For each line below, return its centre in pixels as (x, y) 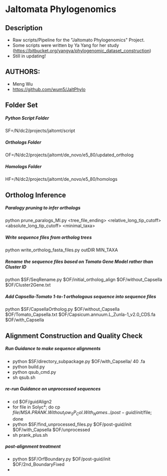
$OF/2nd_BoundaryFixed (38, 464)
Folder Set (22, 105)
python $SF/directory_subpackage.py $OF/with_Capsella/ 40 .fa (79, 361)
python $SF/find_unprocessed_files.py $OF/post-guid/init (72, 424)
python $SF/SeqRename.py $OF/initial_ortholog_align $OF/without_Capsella (84, 280)
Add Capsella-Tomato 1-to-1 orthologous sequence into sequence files (81, 296)
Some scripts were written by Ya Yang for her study (66, 45)
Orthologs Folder (23, 142)
